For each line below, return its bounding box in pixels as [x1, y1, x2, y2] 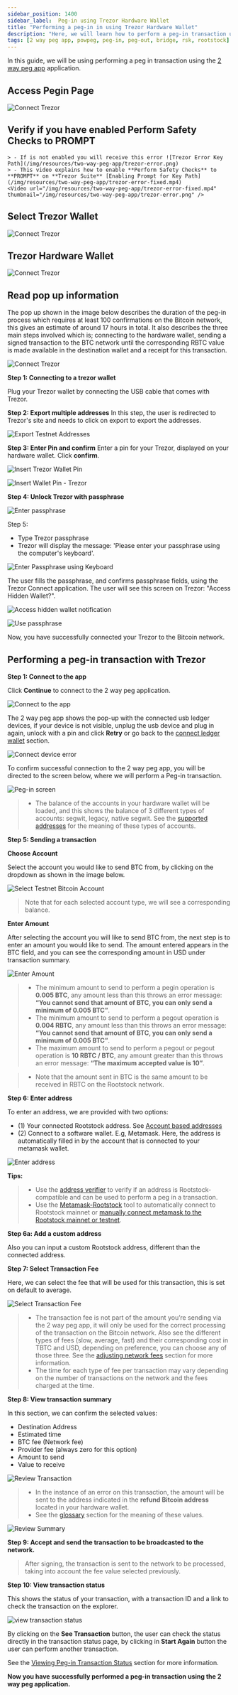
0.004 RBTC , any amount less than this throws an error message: [35, 1021, 227, 1029]
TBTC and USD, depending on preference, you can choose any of [35, 1344, 227, 1352]
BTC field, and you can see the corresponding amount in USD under [7, 948, 206, 957]
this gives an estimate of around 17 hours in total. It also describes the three [7, 323, 228, 332]
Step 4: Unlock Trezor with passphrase [7, 493, 125, 501]
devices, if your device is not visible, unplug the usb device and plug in [7, 721, 215, 729]
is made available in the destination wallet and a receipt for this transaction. [7, 346, 227, 355]
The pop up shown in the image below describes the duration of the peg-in [7, 308, 227, 317]
